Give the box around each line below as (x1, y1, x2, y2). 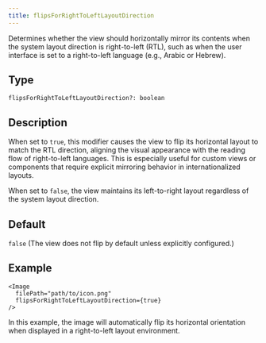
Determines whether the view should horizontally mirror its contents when (8, 33, 250, 43)
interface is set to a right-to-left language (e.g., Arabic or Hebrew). (8, 50, 226, 60)
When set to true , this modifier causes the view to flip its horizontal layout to (8, 137, 259, 147)
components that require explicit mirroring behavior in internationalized (8, 162, 241, 171)
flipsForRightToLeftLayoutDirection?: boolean (8, 94, 165, 102)
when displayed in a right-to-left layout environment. (8, 326, 180, 335)
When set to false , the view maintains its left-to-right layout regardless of (8, 186, 249, 195)
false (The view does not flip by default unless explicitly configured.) (8, 239, 234, 249)
